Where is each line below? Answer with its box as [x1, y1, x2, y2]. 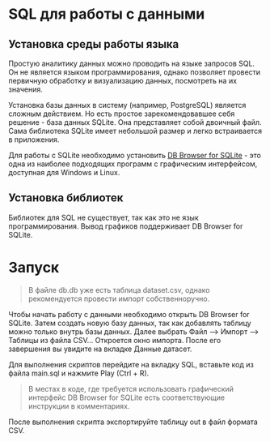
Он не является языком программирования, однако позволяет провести [8, 67, 261, 77]
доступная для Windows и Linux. [8, 168, 120, 177]
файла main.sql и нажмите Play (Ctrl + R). [8, 368, 150, 378]
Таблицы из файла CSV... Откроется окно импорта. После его [8, 335, 221, 345]
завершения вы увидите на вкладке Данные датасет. [8, 344, 192, 354]
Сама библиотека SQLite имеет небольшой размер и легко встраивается [8, 127, 263, 135]
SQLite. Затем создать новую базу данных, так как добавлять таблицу [8, 318, 252, 328]
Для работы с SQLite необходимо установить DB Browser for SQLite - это [8, 151, 261, 160]
